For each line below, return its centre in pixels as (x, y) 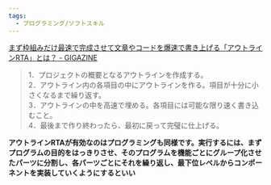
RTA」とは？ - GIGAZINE (56, 57)
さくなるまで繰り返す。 (67, 95)
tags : (17, 16)
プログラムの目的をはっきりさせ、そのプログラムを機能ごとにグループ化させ (135, 152)
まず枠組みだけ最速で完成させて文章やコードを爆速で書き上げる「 (118, 47)
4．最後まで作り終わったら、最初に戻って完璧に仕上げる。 (126, 125)
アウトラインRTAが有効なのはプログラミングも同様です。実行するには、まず (135, 142)
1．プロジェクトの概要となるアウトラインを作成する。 (118, 74)
